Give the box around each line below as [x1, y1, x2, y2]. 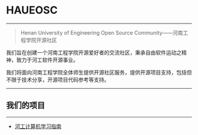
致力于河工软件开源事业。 [16, 56, 78, 63]
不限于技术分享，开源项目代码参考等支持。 [6, 76, 110, 83]
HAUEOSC [6, 4, 58, 17]
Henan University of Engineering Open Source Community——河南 [20, 29, 183, 36]
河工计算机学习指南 [14, 123, 62, 130]
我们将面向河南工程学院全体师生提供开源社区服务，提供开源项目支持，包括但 [6, 69, 192, 76]
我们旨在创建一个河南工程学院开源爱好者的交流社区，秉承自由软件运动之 [6, 49, 181, 56]
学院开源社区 [25, 36, 57, 43]
